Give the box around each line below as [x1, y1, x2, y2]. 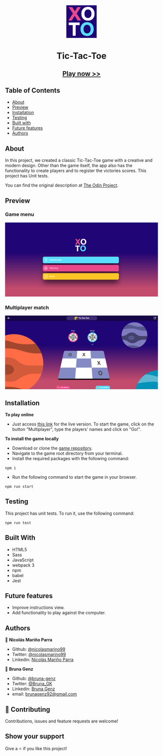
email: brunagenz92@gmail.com [12, 691, 77, 697]
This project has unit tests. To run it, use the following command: [5, 510, 134, 516]
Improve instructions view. [12, 604, 65, 611]
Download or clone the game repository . [12, 445, 93, 451]
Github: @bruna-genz [12, 676, 56, 681]
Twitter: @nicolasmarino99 [12, 652, 66, 658]
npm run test [5, 520, 32, 525]
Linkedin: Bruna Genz [12, 686, 55, 692]
